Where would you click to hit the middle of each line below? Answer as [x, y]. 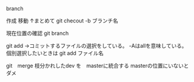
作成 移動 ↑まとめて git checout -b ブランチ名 [62, 21]
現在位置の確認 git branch [38, 33]
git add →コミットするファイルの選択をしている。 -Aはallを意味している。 [97, 46]
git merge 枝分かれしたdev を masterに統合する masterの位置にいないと [98, 65]
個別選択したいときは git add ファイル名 [55, 53]
